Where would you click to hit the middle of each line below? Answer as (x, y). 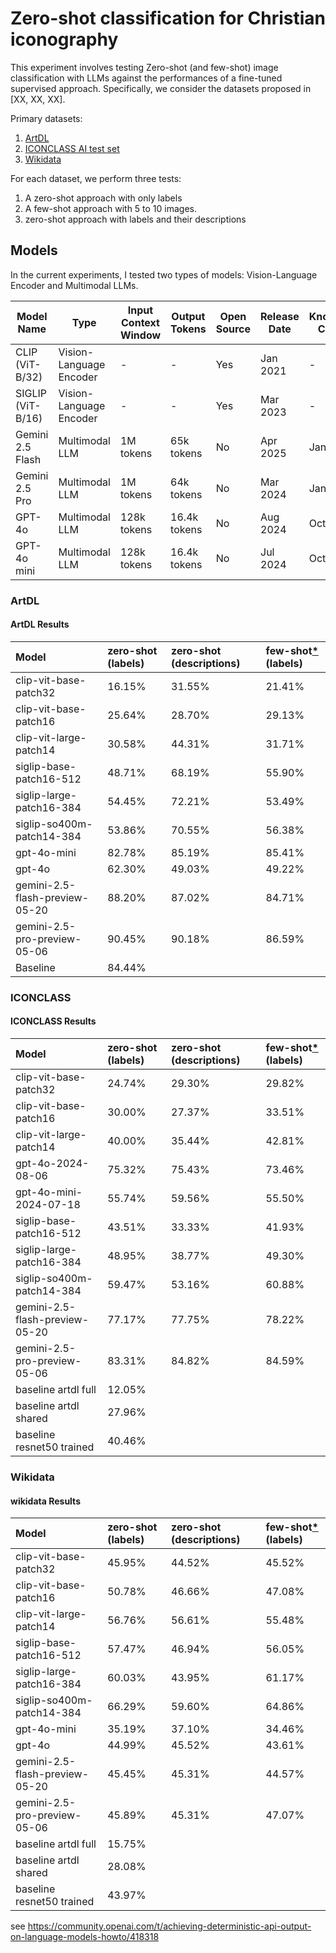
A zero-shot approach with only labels (103, 198)
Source (233, 329)
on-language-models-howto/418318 (85, 1937)
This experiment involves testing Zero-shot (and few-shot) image (144, 67)
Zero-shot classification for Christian (168, 18)
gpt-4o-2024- (52, 1163)
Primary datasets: (46, 118)
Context (140, 322)
